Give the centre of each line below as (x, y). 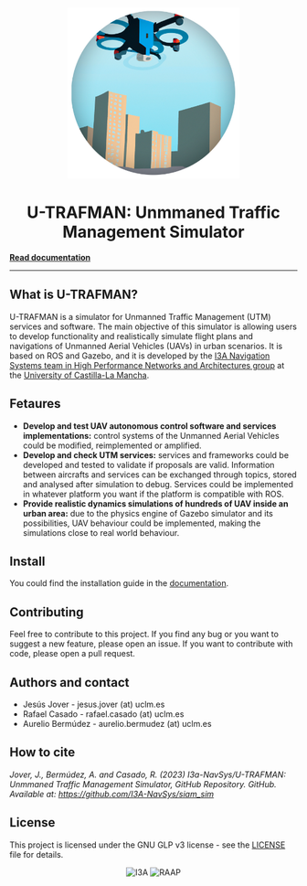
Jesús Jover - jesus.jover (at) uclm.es (94, 704)
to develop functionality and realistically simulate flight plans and (132, 336)
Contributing (47, 612)
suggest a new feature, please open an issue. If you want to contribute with (151, 644)
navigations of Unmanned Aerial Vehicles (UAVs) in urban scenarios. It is (146, 346)
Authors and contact (69, 683)
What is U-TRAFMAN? (74, 295)
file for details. (37, 854)
